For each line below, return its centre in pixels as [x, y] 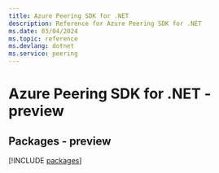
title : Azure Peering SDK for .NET [69, 16]
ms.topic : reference [44, 39]
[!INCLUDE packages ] [45, 160]
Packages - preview [60, 141]
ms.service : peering [44, 54]
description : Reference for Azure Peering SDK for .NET [105, 24]
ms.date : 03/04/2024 [44, 31]
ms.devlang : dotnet [42, 46]
